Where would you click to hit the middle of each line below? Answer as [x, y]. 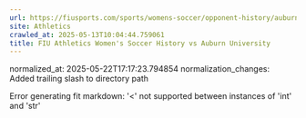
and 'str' [25, 106]
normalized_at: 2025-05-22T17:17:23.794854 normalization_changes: [140, 69]
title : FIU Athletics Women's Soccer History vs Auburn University [140, 43]
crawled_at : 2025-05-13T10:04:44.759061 [87, 34]
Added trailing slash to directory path [79, 79]
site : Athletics [40, 26]
